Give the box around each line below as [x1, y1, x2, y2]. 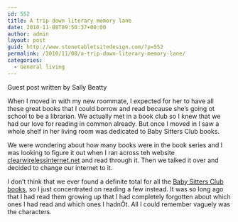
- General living [13, 63, 65, 70]
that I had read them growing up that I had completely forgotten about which [7, 192, 231, 201]
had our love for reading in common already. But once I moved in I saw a [7, 119, 220, 128]
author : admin [7, 30, 50, 38]
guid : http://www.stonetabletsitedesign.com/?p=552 [7, 43, 163, 51]
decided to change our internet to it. [7, 163, 113, 171]
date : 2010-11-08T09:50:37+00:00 [7, 23, 107, 31]
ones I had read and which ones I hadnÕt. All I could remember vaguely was [7, 200, 231, 208]
